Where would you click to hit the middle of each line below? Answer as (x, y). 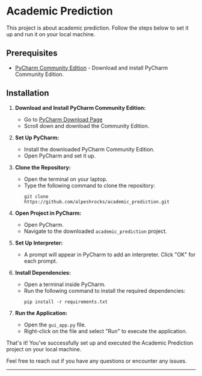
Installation (28, 93)
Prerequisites (32, 53)
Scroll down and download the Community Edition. (87, 126)
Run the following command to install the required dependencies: (105, 290)
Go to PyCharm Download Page (63, 119)
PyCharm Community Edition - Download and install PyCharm (91, 68)
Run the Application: (41, 313)
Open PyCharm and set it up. (60, 156)
